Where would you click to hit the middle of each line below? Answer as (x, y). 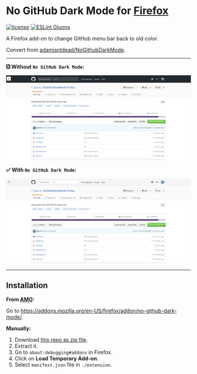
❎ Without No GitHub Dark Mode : (45, 66)
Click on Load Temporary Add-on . (56, 359)
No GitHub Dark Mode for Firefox (87, 11)
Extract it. (26, 346)
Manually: (18, 328)
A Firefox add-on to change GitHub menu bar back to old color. (82, 38)
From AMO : (20, 299)
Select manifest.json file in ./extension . (63, 365)
